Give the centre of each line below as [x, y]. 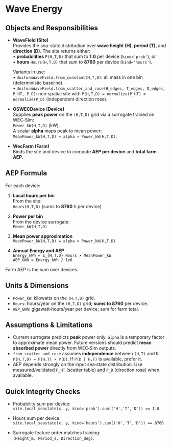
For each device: [23, 186]
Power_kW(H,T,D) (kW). [36, 125]
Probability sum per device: [41, 404]
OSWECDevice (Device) [39, 109]
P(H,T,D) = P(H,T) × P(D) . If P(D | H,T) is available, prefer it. [77, 359]
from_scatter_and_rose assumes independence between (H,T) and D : [86, 354]
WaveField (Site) [31, 40]
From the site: [27, 201]
